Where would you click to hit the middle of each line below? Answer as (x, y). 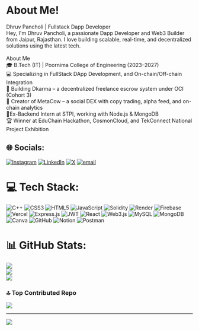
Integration (19, 82)
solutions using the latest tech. (44, 46)
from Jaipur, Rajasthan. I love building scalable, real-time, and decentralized (99, 39)
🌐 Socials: (25, 148)
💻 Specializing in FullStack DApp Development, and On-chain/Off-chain (94, 74)
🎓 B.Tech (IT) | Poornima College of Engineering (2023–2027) (83, 65)
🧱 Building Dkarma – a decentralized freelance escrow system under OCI (95, 88)
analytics (32, 107)
